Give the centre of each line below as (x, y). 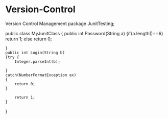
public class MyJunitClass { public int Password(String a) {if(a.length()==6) (84, 33)
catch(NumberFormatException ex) (41, 75)
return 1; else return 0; (29, 39)
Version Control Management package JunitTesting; (60, 23)
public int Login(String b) (35, 53)
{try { (12, 57)
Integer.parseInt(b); (37, 62)
